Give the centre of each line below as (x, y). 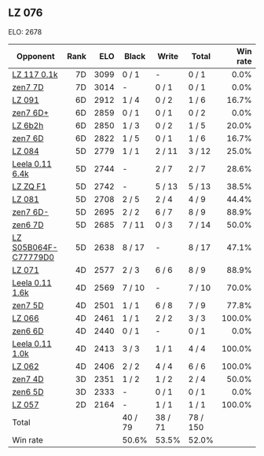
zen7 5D (28, 305)
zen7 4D (28, 379)
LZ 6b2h (28, 125)
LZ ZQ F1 (29, 186)
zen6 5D (28, 392)
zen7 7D (28, 87)
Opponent (36, 56)
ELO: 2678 (25, 31)
